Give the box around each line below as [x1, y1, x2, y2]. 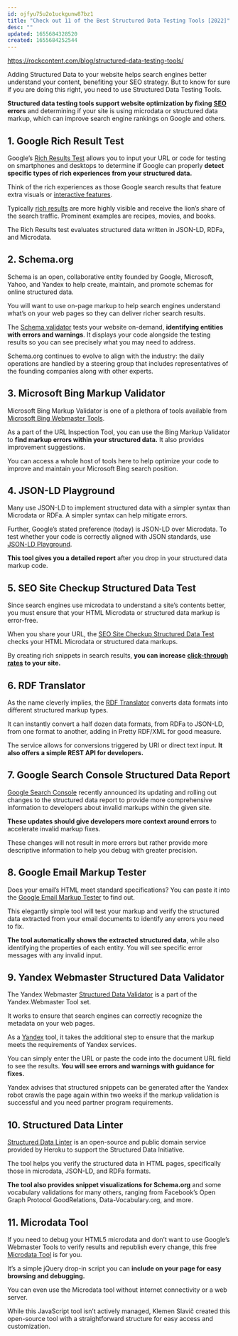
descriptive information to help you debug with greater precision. [7, 846, 198, 854]
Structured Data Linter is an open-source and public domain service [7, 1138, 207, 1147]
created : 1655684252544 [7, 37, 78, 44]
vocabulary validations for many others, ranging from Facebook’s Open [7, 1188, 216, 1196]
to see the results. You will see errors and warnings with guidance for [7, 1062, 215, 1071]
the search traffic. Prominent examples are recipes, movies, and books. [7, 211, 216, 220]
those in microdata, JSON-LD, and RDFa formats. [7, 1167, 151, 1175]
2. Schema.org [7, 253, 74, 265]
